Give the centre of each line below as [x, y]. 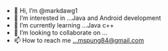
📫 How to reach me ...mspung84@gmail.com [79, 40]
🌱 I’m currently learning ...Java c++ [64, 25]
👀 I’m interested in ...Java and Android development [87, 18]
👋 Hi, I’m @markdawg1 [46, 11]
